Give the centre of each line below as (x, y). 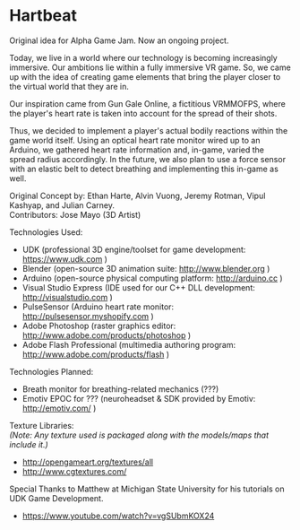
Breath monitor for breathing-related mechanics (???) (120, 389)
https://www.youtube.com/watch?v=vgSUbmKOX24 (118, 516)
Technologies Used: (46, 232)
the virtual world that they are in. (69, 86)
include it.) (29, 444)
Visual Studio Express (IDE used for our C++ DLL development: (138, 287)
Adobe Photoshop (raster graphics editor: (99, 326)
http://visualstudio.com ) (68, 297)
